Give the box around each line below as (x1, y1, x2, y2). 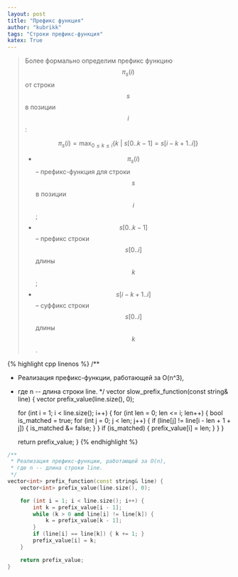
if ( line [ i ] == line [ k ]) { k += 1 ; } (33, 531, 145, 538)
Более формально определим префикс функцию (24, 56, 173, 65)
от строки (24, 80, 55, 89)
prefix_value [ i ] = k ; (33, 537, 97, 544)
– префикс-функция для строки (35, 167, 131, 175)
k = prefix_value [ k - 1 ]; (45, 517, 122, 524)
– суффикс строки (35, 301, 90, 310)
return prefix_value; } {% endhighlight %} (17, 437, 139, 446)
